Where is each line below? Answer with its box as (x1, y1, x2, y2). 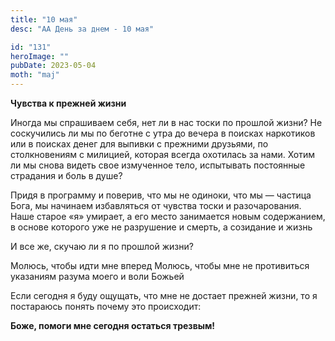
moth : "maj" (10, 70, 60, 80)
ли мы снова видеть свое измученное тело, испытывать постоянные (10, 159, 306, 171)
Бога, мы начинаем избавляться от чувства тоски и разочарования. (10, 200, 302, 211)
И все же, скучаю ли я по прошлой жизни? (10, 241, 194, 252)
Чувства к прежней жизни (10, 97, 127, 109)
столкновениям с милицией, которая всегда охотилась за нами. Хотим (10, 149, 316, 160)
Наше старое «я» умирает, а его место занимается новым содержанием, (10, 211, 326, 222)
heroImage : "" (10, 51, 70, 61)
